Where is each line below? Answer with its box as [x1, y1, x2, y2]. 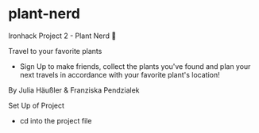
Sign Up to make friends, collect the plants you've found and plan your [19, 61, 251, 71]
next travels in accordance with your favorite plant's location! [19, 70, 220, 79]
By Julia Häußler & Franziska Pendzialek [8, 85, 141, 95]
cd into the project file [19, 116, 92, 125]
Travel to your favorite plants [8, 46, 102, 55]
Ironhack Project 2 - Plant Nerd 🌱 [8, 31, 117, 40]
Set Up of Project [8, 101, 65, 110]
